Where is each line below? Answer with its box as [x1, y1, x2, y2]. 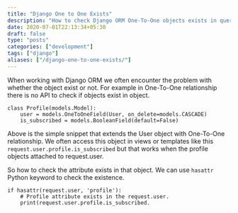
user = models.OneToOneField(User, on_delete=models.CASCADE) [20, 110, 208, 117]
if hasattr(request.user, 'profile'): [7, 187, 122, 194]
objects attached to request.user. [7, 151, 104, 160]
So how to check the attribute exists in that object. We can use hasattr [7, 166, 214, 174]
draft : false [7, 30, 46, 38]
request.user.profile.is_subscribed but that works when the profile [7, 144, 209, 153]
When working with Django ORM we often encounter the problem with [7, 76, 212, 84]
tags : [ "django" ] [7, 50, 59, 57]
